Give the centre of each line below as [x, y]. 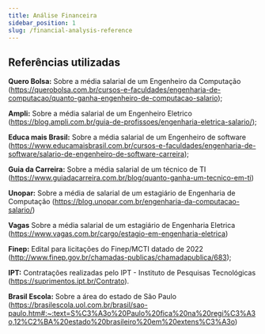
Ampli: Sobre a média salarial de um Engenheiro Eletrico [100, 114]
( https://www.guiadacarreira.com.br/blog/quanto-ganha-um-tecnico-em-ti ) [131, 178]
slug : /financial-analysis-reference [70, 30]
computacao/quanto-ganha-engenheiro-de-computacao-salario [113, 98]
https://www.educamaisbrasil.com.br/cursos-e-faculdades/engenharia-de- [133, 146]
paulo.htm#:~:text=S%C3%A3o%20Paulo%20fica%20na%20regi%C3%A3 [132, 313]
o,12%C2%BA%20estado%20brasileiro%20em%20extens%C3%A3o [122, 322]
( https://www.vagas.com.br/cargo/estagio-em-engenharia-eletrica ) [118, 233]
